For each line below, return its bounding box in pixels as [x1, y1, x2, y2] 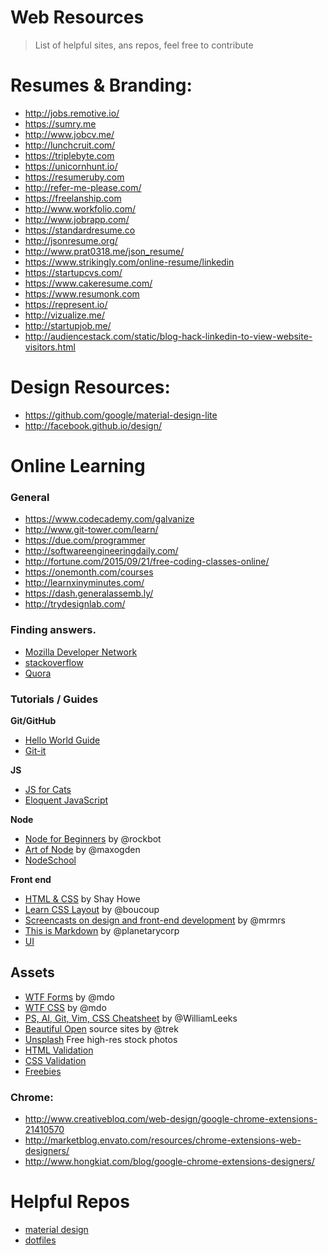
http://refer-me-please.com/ [24, 181, 142, 193]
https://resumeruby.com [24, 171, 125, 183]
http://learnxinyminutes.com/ [24, 577, 145, 589]
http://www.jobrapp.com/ [24, 213, 130, 225]
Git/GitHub [10, 714, 57, 726]
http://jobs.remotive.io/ [24, 107, 120, 119]
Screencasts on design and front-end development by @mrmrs [24, 914, 286, 926]
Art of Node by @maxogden [24, 843, 141, 855]
